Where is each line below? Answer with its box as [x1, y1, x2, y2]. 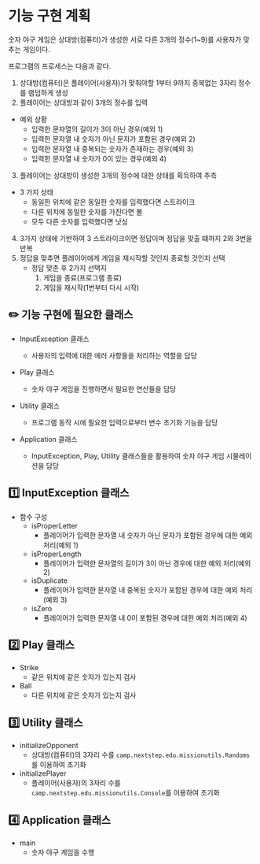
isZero [31, 603, 53, 613]
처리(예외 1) [42, 540, 79, 550]
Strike [19, 663, 39, 673]
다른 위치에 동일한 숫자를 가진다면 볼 [31, 206, 143, 217]
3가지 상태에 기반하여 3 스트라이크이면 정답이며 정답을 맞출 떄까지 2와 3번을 [19, 233, 253, 243]
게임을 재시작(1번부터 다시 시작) [42, 283, 140, 292]
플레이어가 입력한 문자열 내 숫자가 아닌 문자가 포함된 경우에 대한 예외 [42, 530, 253, 540]
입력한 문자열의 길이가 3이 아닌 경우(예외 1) [31, 124, 163, 134]
